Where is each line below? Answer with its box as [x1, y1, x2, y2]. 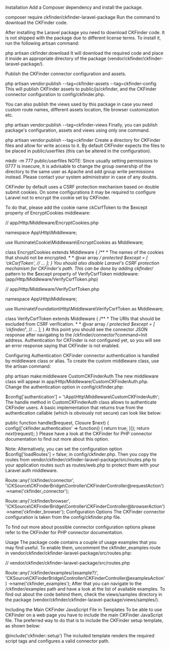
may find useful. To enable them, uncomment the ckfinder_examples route [5, 545, 161, 550]
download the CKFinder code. [5, 20, 68, 25]
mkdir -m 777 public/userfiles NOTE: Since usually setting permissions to [5, 158, 158, 164]
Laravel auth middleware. [5, 468, 58, 473]
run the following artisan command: [5, 40, 80, 46]
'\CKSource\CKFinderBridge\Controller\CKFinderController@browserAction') [5, 503, 165, 509]
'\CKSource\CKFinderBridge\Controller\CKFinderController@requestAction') [5, 483, 164, 488]
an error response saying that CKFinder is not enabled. [5, 343, 120, 349]
